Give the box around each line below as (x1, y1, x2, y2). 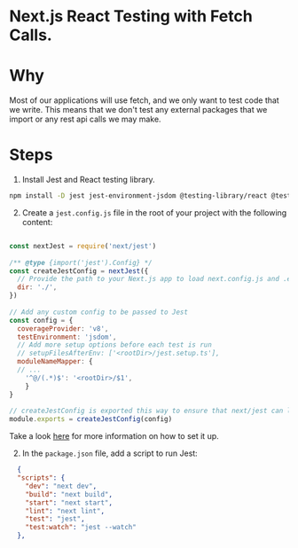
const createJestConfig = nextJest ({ (9, 266, 149, 276)
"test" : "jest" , (25, 514, 86, 524)
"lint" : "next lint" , (25, 506, 105, 515)
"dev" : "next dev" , (25, 481, 98, 490)
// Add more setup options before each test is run (17, 341, 213, 349)
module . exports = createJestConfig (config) (9, 415, 173, 424)
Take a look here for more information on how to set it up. (9, 431, 219, 442)
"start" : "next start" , (25, 498, 114, 507)
